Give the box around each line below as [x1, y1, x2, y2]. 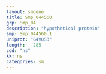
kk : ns [6, 53, 23, 59]
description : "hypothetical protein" [6, 25, 101, 32]
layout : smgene [6, 8, 44, 15]
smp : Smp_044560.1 [6, 31, 52, 37]
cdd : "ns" [6, 48, 31, 54]
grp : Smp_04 [6, 20, 36, 26]
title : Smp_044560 [6, 14, 52, 20]
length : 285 [6, 42, 42, 48]
